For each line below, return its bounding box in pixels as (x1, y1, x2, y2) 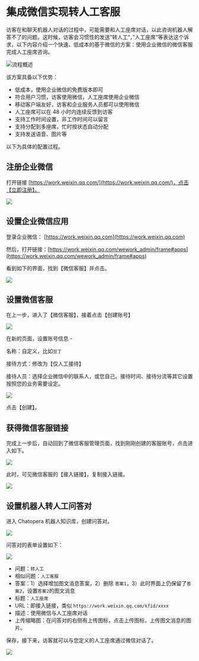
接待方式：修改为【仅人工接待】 (6, 360, 84, 367)
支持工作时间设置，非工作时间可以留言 (14, 115, 108, 122)
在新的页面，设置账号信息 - (6, 335, 73, 342)
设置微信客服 (6, 294, 53, 305)
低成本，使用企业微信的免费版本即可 (14, 86, 104, 93)
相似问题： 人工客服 (14, 572, 59, 579)
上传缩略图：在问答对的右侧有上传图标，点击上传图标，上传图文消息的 (14, 617, 187, 624)
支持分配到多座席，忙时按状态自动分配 (14, 122, 108, 130)
